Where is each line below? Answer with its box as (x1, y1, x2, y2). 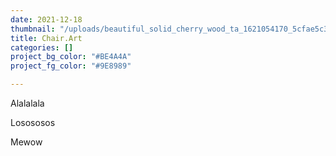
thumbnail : (10, 24, 56, 34)
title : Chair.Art (10, 33, 83, 43)
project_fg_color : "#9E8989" (10, 61, 132, 71)
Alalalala (10, 97, 45, 109)
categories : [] (10, 42, 74, 53)
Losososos (10, 117, 56, 128)
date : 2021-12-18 (10, 14, 83, 25)
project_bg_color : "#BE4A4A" (10, 52, 132, 62)
